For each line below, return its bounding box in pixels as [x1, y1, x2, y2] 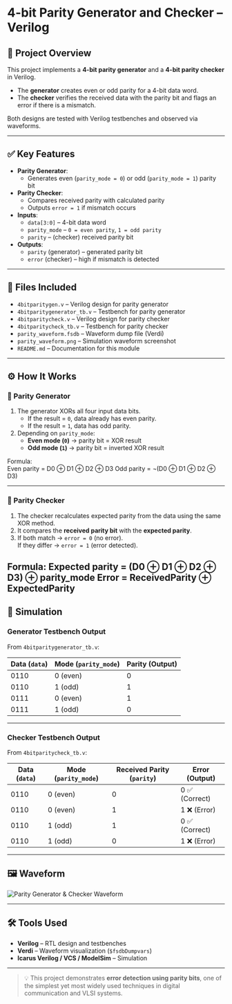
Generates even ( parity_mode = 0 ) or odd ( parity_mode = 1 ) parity [27, 174, 216, 182]
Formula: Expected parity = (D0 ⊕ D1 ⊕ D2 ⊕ [7, 561, 216, 573]
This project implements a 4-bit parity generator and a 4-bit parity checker [7, 66, 224, 73]
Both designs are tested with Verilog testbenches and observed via [7, 114, 198, 123]
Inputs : [17, 210, 38, 219]
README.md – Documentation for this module [17, 344, 140, 352]
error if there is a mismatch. [17, 101, 97, 109]
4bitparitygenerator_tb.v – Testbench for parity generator [17, 307, 186, 316]
